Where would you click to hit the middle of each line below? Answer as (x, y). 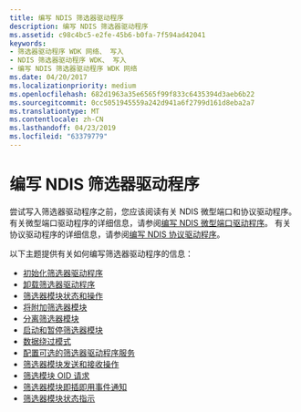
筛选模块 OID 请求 (56, 376)
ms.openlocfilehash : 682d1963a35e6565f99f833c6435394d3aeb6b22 (132, 94)
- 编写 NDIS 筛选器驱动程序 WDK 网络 (73, 69)
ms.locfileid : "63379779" (58, 137)
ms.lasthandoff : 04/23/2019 (63, 129)
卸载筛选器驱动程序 (59, 284)
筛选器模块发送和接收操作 (71, 364)
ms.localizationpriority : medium (73, 86)
